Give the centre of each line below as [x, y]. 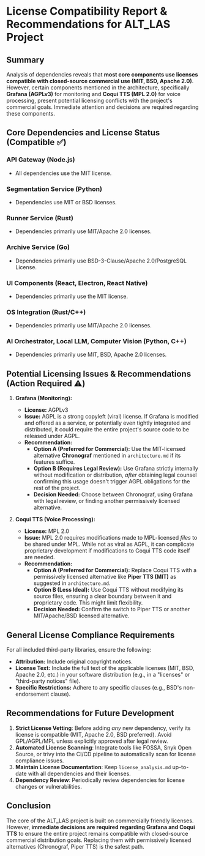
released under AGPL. [52, 436]
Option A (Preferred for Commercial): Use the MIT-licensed [109, 449]
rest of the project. [57, 488]
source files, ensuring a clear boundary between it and [102, 596]
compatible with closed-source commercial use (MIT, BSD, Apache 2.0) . [100, 81]
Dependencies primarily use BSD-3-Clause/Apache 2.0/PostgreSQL [101, 261]
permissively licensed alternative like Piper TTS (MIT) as [105, 577]
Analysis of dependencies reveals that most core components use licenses [102, 74]
